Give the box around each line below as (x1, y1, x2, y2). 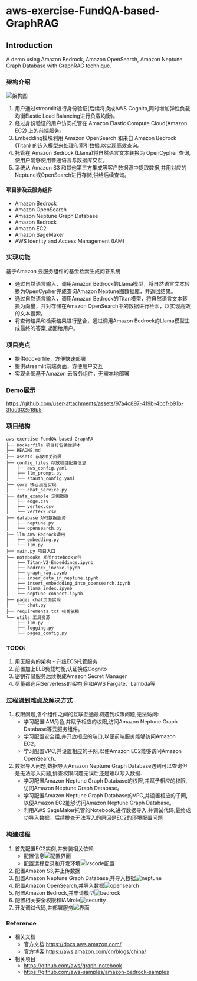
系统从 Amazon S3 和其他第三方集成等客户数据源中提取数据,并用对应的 (14, 164, 187, 171)
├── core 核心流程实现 (6, 481, 57, 488)
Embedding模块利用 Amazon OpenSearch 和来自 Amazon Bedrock (14, 135, 177, 142)
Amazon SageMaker (14, 231, 64, 238)
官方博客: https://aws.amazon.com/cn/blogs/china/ (23, 948, 146, 955)
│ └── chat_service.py (6, 487, 67, 493)
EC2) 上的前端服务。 (14, 127, 65, 134)
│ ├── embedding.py (6, 536, 60, 543)
